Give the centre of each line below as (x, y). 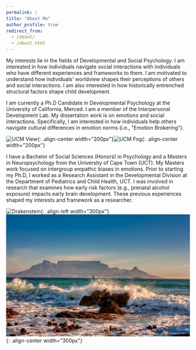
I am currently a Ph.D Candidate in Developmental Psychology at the (88, 103)
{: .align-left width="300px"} (75, 211)
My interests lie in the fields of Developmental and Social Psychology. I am (95, 60)
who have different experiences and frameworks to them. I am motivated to (97, 73)
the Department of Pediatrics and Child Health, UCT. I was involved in (90, 181)
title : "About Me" (28, 18)
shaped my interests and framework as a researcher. (69, 200)
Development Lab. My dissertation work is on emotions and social (85, 115)
